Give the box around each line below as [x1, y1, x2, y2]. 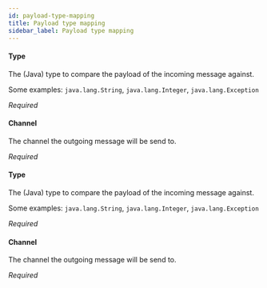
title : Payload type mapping [8, 19, 106, 27]
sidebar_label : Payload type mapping [8, 26, 134, 34]
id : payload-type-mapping [8, 11, 94, 20]
